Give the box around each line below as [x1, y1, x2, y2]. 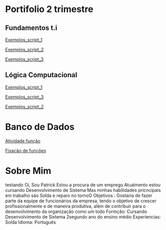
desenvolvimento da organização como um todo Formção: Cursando [5, 208, 147, 214]
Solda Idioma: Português [5, 219, 56, 225]
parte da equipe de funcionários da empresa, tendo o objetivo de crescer [5, 197, 156, 204]
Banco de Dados [5, 122, 75, 133]
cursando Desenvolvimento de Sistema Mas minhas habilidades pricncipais [5, 187, 161, 193]
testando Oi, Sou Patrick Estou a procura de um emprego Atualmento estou [5, 182, 161, 188]
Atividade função [5, 138, 41, 144]
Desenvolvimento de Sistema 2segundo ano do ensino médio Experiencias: [5, 213, 161, 219]
